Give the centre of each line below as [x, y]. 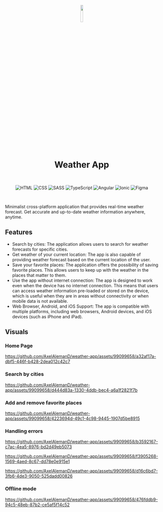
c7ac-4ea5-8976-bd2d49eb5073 [38, 447]
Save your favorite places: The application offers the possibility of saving [85, 265]
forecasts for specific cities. [40, 249]
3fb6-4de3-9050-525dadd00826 [39, 476]
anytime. [14, 217]
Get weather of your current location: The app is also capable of [76, 254]
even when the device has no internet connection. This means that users [85, 285]
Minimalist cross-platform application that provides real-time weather [74, 206]
